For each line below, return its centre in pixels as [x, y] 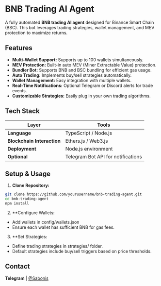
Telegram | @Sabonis [27, 278]
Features [19, 48]
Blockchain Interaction [34, 141]
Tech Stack [22, 111]
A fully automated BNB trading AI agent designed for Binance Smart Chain [80, 22]
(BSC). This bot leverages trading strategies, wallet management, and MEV [80, 27]
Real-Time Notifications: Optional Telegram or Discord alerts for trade [82, 85]
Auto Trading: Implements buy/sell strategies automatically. [72, 75]
